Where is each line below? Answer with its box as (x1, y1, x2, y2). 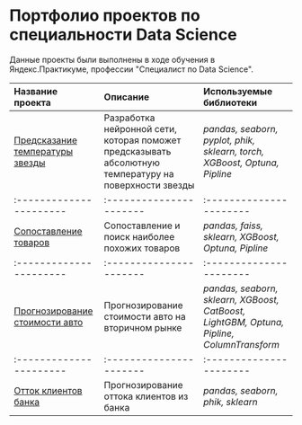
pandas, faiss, (203, 219, 263, 232)
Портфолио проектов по (9, 5, 200, 26)
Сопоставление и (103, 219, 181, 232)
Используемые (203, 84, 272, 97)
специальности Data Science (9, 24, 237, 45)
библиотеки (203, 96, 258, 109)
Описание (103, 91, 150, 103)
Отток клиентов (13, 384, 83, 396)
